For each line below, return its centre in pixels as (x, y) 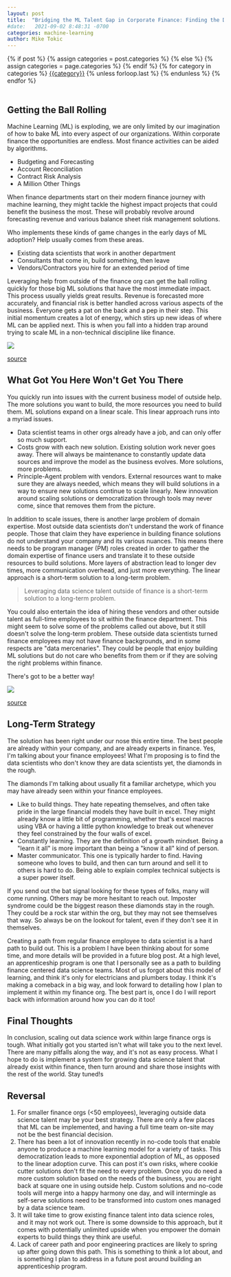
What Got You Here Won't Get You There (95, 380)
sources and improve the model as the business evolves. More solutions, (120, 461)
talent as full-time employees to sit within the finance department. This (107, 619)
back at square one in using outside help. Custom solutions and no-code (120, 1186)
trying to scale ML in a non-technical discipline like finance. (91, 332)
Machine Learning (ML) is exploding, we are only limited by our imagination (113, 126)
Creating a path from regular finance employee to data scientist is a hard (110, 941)
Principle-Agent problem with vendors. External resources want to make (119, 476)
